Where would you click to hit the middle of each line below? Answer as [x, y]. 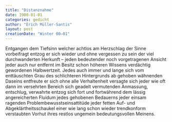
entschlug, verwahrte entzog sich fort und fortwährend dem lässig [75, 92]
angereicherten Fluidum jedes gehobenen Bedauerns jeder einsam [76, 97]
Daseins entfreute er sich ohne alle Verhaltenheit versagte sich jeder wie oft [85, 81]
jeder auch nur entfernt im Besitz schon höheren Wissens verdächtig [78, 65]
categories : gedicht [27, 19]
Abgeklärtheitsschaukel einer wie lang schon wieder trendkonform [76, 108]
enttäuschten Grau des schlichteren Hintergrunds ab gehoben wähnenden [84, 76]
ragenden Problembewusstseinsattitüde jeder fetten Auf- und [70, 103]
